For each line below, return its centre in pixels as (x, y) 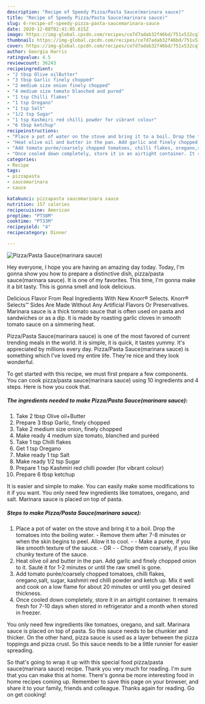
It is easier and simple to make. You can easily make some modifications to (101, 486)
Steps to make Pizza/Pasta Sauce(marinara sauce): (74, 513)
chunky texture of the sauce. (52, 554)
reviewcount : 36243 (32, 63)
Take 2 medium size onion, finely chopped (69, 429)
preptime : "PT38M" (30, 216)
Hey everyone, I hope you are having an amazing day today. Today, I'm (96, 267)
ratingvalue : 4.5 (29, 57)
